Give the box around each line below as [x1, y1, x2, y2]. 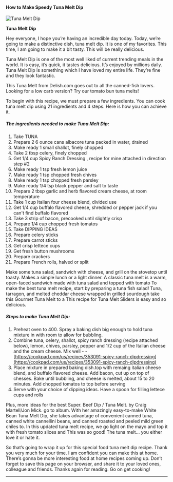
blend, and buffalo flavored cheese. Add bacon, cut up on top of [13, 370, 149, 376]
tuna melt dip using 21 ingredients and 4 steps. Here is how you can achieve [6, 103, 167, 110]
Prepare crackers [13, 254, 50, 260]
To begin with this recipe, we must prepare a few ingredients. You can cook [6, 98, 166, 104]
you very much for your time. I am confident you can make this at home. [6, 450, 158, 456]
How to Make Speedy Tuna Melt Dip [6, 4, 84, 10]
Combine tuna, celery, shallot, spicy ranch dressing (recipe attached [13, 337, 158, 343]
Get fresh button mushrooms [13, 248, 75, 254]
